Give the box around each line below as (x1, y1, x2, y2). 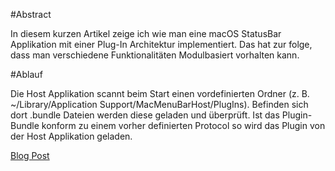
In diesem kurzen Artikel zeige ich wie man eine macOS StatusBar (10, 28, 282, 39)
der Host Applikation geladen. (10, 130, 133, 142)
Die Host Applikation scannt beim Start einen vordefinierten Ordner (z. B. (10, 88, 310, 99)
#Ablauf (10, 69, 43, 80)
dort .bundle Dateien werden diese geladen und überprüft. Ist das (10, 109, 280, 121)
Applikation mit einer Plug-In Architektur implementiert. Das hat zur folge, (10, 39, 313, 50)
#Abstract (10, 9, 52, 20)
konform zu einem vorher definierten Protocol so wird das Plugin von (41, 120, 326, 131)
